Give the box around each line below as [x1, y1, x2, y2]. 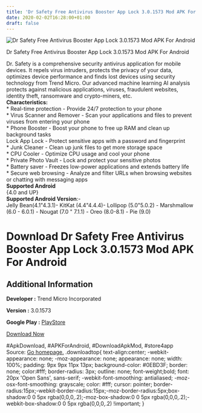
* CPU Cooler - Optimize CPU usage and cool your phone [6, 150, 150, 157]
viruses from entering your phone [6, 118, 90, 125]
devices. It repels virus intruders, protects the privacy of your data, [6, 67, 173, 74]
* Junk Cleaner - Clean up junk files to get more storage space [6, 144, 163, 151]
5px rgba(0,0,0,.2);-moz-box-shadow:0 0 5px [37, 394, 151, 401]
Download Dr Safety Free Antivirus [6, 230, 184, 243]
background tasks [6, 131, 51, 138]
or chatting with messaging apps [6, 176, 88, 183]
